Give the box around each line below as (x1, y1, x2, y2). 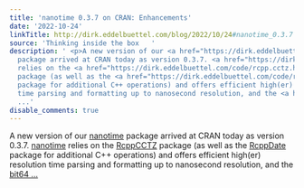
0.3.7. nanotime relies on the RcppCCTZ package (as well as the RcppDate (9, 140, 287, 151)
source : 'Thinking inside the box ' (9, 38, 156, 48)
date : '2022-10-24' (9, 22, 83, 31)
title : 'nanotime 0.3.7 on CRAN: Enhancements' (9, 13, 193, 23)
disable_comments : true (9, 106, 100, 115)
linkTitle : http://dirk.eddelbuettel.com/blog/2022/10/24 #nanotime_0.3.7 (9, 30, 294, 39)
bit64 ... (9, 169, 39, 180)
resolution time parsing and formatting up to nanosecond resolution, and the (9, 159, 294, 170)
